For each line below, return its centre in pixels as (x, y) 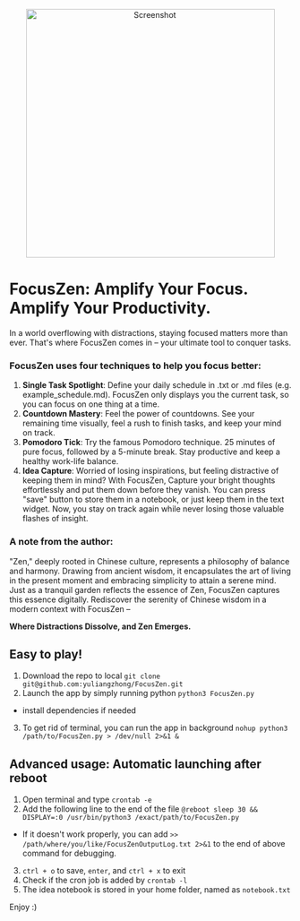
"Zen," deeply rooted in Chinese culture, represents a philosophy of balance (150, 561)
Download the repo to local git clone (91, 676)
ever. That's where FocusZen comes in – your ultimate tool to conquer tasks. (150, 342)
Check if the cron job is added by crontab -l (105, 880)
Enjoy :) (23, 907)
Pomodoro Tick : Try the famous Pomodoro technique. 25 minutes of (149, 443)
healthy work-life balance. (70, 461)
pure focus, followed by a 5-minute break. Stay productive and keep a (151, 452)
